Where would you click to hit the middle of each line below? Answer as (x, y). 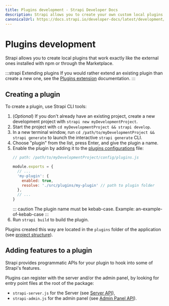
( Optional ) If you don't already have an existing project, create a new (83, 116)
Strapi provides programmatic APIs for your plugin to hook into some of (79, 263)
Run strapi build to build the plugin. (51, 220)
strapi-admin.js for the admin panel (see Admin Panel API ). (75, 298)
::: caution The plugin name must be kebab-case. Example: (73, 209)
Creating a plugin (33, 94)
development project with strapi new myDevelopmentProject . (75, 122)
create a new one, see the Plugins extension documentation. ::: (70, 79)
